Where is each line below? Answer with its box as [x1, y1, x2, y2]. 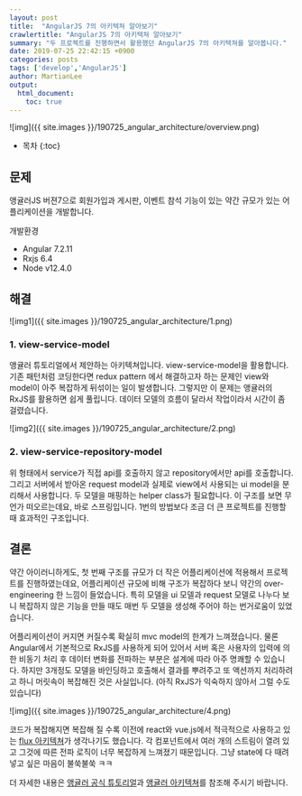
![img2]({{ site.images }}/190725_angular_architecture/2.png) [9, 423, 236, 434]
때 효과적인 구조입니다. [9, 512, 89, 523]
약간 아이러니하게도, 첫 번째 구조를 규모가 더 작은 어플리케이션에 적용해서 [9, 567, 264, 578]
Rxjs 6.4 [22, 254, 53, 264]
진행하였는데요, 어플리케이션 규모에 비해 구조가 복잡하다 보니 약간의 [25, 578, 262, 589]
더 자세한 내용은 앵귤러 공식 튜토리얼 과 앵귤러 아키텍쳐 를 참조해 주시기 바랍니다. [9, 777, 288, 788]
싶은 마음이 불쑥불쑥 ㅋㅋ [25, 758, 114, 769]
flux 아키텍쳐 [18, 736, 65, 746]
